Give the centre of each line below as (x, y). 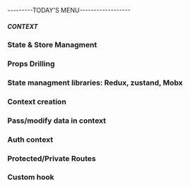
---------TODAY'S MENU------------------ (69, 10)
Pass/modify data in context (57, 121)
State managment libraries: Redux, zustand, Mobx (95, 83)
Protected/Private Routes (52, 158)
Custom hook (31, 177)
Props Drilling (31, 64)
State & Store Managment (52, 44)
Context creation (37, 102)
